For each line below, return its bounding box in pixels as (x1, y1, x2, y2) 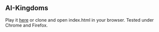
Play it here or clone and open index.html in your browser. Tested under (5, 17, 154, 23)
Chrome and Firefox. (5, 22, 48, 28)
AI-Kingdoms (5, 4, 48, 12)
